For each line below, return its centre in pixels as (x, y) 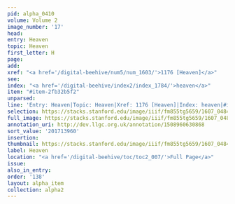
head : (15, 33)
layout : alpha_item (36, 183)
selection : (23, 111)
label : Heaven (28, 151)
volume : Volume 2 (33, 20)
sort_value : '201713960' (43, 131)
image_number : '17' (36, 27)
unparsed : (22, 99)
